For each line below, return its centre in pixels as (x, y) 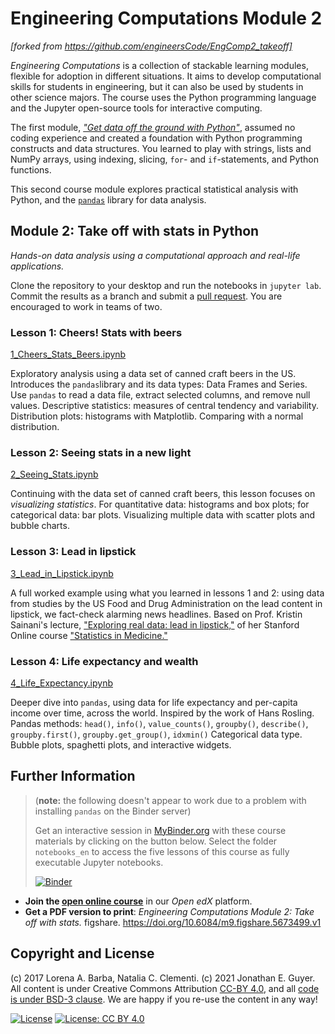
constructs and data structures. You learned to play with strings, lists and (161, 148)
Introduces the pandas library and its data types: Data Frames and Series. (159, 384)
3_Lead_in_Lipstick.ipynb (62, 573)
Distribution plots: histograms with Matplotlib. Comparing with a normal (157, 416)
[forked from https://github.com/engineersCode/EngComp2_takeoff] (151, 46)
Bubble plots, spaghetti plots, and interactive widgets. (121, 744)
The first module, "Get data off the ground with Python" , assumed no (153, 127)
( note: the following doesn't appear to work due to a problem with (170, 800)
